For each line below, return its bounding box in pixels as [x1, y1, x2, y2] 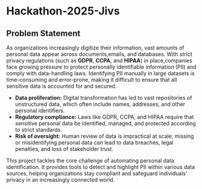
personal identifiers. [14, 107, 65, 114]
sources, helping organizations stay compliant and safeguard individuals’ [6, 170, 188, 177]
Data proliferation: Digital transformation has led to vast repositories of [14, 94, 192, 101]
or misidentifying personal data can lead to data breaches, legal [14, 139, 174, 146]
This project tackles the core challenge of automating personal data [6, 157, 175, 164]
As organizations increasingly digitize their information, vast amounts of [6, 44, 185, 51]
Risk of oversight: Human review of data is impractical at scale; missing [14, 132, 194, 140]
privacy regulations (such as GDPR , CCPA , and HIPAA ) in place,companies [6, 57, 193, 64]
